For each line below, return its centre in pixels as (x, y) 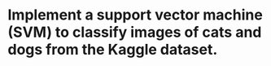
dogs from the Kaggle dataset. (113, 50)
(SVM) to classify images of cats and (135, 32)
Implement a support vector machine (135, 15)
